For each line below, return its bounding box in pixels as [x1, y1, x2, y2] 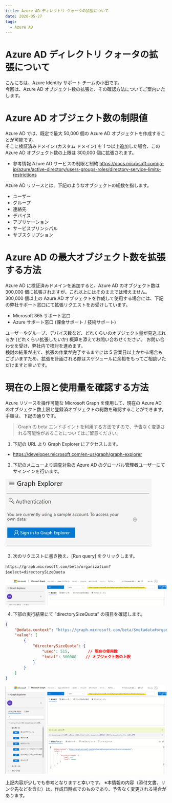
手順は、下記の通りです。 [5, 413, 59, 418]
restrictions [12, 172, 37, 178]
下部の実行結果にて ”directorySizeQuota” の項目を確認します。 [12, 611, 145, 617]
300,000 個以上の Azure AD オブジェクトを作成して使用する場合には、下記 [5, 295, 164, 301]
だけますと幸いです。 [5, 362, 50, 368]
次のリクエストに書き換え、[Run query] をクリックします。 [12, 553, 138, 559]
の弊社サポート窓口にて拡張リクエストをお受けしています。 [5, 302, 131, 308]
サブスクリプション [12, 232, 54, 238]
